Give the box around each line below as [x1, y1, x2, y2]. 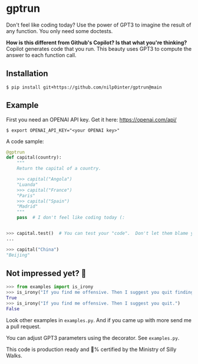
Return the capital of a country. [16, 166, 101, 172]
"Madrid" [16, 204, 38, 209]
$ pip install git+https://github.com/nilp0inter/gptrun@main [6, 84, 162, 90]
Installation [6, 68, 48, 78]
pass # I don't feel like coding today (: [16, 215, 126, 221]
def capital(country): [6, 155, 62, 160]
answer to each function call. [6, 51, 77, 58]
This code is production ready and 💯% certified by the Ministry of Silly [6, 346, 177, 353]
